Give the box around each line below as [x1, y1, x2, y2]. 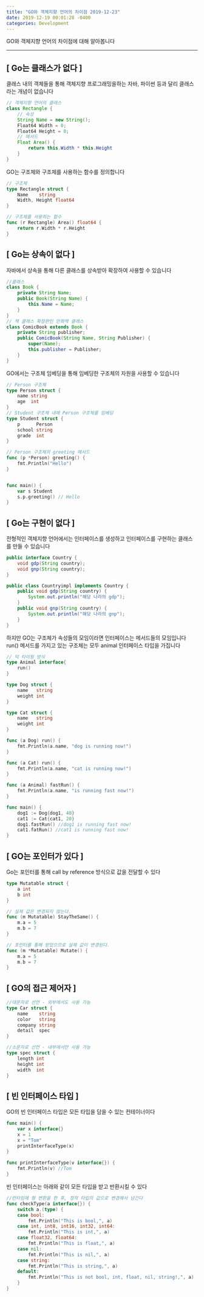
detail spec [17, 1028, 50, 1034]
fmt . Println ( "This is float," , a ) [28, 1240, 115, 1247]
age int [17, 399, 39, 405]
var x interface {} [17, 1126, 64, 1132]
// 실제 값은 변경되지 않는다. [6, 908, 72, 915]
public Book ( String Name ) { [17, 296, 88, 302]
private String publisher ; [17, 330, 86, 336]
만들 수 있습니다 [12, 542, 50, 550]
